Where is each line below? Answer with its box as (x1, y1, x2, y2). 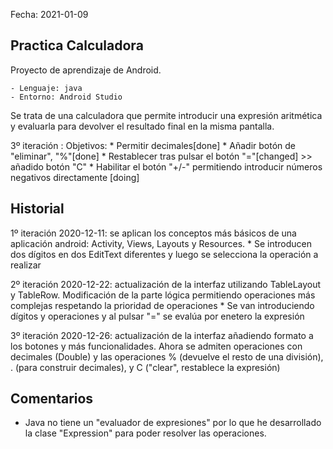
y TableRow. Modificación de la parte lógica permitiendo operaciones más (10, 289, 316, 301)
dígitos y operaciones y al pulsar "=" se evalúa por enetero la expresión (10, 310, 305, 322)
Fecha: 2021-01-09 (10, 9, 89, 20)
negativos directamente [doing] (10, 171, 140, 183)
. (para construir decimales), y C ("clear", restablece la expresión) (10, 361, 281, 373)
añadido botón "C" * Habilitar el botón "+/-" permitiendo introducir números (10, 160, 323, 173)
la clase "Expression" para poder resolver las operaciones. (24, 427, 267, 439)
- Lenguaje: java (10, 83, 83, 93)
